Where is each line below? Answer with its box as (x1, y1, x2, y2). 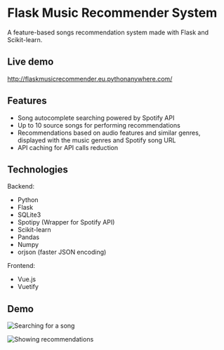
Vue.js (17, 275, 37, 283)
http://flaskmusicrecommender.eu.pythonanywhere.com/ (7, 74, 173, 83)
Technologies (7, 163, 69, 175)
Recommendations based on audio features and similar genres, (17, 128, 201, 137)
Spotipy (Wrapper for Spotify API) (17, 218, 115, 227)
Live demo (7, 56, 54, 68)
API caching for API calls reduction (17, 143, 119, 152)
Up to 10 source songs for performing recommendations (17, 121, 180, 129)
